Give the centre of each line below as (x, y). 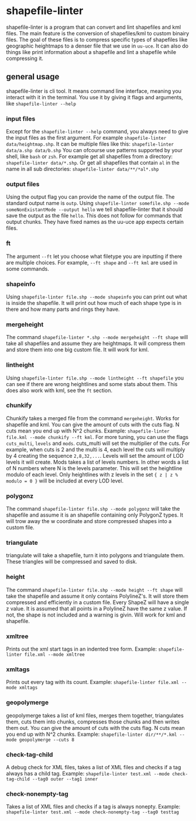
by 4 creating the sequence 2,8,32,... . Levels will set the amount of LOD (95, 455)
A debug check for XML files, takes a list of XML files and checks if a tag (94, 767)
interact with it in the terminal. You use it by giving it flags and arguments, (94, 97)
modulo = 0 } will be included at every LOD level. (65, 481)
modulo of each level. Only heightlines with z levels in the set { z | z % (92, 474)
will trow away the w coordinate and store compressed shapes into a (89, 521)
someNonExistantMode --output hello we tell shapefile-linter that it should (94, 209)
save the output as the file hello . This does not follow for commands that (94, 216)
